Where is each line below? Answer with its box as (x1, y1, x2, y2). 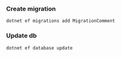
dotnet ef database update (6, 45, 73, 51)
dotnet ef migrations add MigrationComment (6, 18, 116, 24)
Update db (6, 32, 37, 40)
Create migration (6, 5, 56, 13)
